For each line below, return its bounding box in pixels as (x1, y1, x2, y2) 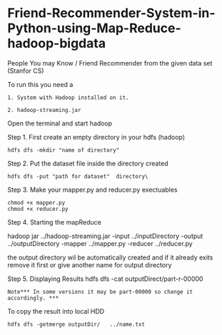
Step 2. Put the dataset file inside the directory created (7, 159, 169, 167)
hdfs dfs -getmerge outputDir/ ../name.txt (7, 321, 145, 328)
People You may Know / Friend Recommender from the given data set (7, 58, 213, 67)
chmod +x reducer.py (7, 205, 69, 212)
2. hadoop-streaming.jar (7, 106, 81, 113)
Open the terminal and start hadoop (7, 119, 113, 128)
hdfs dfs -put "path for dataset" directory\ (7, 172, 148, 180)
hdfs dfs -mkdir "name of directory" (7, 146, 120, 154)
